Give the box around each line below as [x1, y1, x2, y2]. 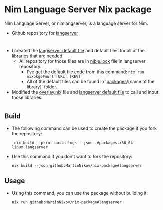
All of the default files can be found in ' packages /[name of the [26, 79, 155, 85]
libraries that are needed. [11, 53, 64, 59]
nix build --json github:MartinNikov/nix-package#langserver [11, 163, 142, 168]
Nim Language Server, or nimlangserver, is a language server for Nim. [4, 20, 148, 26]
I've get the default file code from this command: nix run [26, 69, 144, 75]
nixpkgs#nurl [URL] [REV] [26, 74, 81, 79]
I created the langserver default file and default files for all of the [11, 48, 145, 54]
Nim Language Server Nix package [4, 4, 152, 15]
